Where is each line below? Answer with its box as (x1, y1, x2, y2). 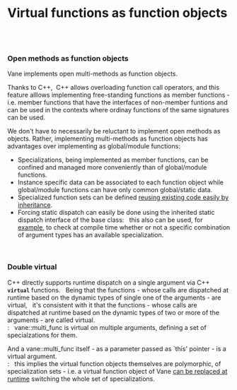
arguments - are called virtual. (7, 316, 96, 324)
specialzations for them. (7, 331, 78, 339)
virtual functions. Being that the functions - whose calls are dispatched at (7, 285, 229, 294)
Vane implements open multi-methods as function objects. (7, 69, 178, 78)
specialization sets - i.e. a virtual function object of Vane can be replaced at (7, 367, 228, 375)
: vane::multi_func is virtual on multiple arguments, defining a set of (7, 323, 207, 331)
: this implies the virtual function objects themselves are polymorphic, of (7, 359, 221, 368)
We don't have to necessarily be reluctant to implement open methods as (7, 127, 221, 136)
